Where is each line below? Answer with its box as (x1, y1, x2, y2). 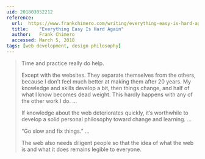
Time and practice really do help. (21, 59, 105, 67)
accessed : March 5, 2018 (12, 37, 75, 43)
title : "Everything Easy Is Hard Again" (12, 26, 124, 32)
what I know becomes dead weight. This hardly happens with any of (21, 91, 193, 98)
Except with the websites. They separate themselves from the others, (21, 71, 196, 79)
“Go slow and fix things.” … (21, 127, 90, 135)
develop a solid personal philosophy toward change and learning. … (21, 115, 192, 122)
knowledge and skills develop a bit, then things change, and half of (21, 84, 190, 91)
